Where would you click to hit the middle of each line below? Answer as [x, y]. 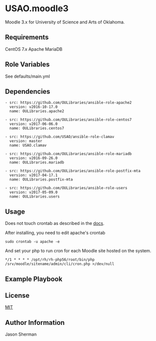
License [17, 295]
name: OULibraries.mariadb [37, 162]
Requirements [27, 37]
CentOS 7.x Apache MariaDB [34, 49]
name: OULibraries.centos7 [37, 128]
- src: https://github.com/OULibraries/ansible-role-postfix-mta [73, 171]
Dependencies [28, 91]
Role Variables [27, 65]
